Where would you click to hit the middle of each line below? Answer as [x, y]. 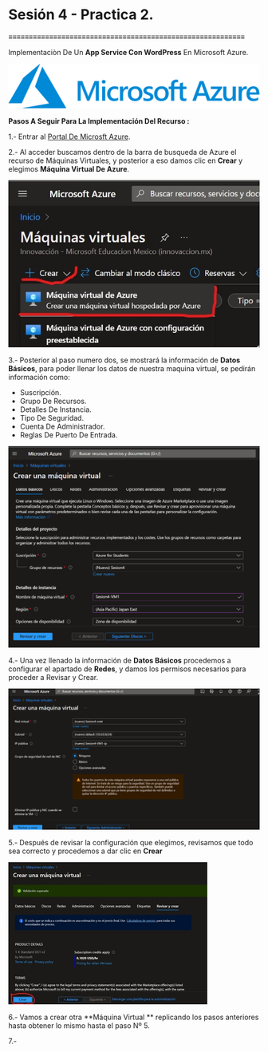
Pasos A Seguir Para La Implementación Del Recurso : [99, 121]
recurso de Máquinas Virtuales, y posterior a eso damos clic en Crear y [126, 160]
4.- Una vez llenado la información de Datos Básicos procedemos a [120, 660]
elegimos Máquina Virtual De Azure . [69, 169]
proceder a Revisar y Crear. [53, 677]
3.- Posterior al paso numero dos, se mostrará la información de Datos [124, 360]
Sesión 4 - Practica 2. [81, 15]
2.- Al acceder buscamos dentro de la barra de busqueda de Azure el [122, 152]
